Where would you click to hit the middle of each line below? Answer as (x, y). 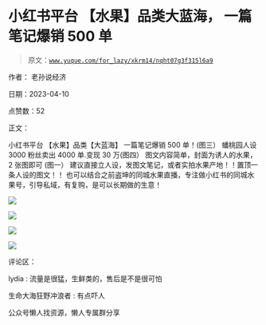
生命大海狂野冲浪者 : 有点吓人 (57, 295)
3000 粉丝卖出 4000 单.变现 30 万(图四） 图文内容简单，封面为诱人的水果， (133, 155)
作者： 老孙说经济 (37, 77)
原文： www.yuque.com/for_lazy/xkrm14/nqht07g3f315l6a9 (120, 60)
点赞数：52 (27, 111)
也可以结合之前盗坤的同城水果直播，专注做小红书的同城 (156, 174)
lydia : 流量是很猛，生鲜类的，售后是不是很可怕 (85, 278)
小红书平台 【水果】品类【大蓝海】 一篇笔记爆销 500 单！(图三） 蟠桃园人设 (133, 145)
